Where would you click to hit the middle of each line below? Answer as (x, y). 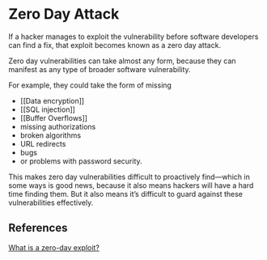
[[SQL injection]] (47, 109)
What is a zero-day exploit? (54, 247)
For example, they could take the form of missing (90, 85)
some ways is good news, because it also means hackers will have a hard (131, 185)
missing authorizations (58, 126)
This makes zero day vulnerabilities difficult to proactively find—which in (129, 177)
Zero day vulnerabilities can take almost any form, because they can (122, 61)
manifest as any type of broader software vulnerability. (100, 69)
